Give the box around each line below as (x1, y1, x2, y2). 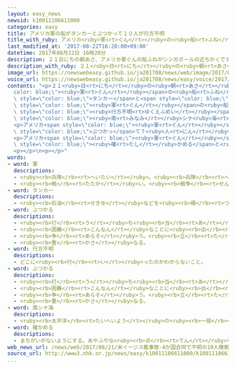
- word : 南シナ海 (7, 304, 54, 311)
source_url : (7, 350, 42, 357)
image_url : (7, 69, 39, 76)
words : (7, 154, 27, 162)
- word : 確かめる (7, 324, 54, 331)
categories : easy (7, 23, 58, 30)
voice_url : (7, 75, 39, 83)
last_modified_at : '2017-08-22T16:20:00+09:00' (7, 43, 150, 50)
